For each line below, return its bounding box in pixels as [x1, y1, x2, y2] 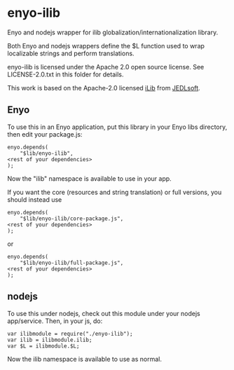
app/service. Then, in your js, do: [7, 317, 103, 325]
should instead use [7, 195, 62, 204]
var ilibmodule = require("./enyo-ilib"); [7, 330, 133, 337]
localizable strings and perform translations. [7, 49, 135, 57]
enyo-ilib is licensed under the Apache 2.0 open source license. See [7, 62, 205, 71]
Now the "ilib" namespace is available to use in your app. [7, 174, 172, 183]
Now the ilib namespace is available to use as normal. [7, 355, 163, 363]
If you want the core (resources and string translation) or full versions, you [7, 188, 222, 196]
